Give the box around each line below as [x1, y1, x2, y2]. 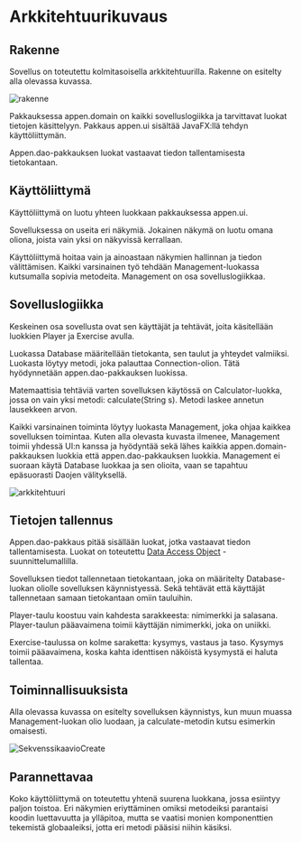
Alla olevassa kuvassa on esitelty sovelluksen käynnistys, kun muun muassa [9, 707, 293, 717]
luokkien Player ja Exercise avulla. [9, 330, 135, 341]
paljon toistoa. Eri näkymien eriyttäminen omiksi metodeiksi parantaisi [9, 803, 269, 814]
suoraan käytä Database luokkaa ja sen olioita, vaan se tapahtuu [9, 459, 248, 470]
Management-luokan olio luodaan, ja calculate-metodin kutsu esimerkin [9, 716, 276, 727]
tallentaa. [9, 656, 44, 667]
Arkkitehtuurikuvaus [9, 6, 169, 27]
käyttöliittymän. [9, 130, 67, 141]
